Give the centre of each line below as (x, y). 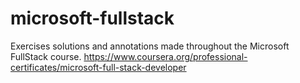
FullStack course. (46, 56)
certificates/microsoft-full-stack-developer (98, 67)
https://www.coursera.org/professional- (165, 56)
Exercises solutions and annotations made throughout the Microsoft (150, 46)
